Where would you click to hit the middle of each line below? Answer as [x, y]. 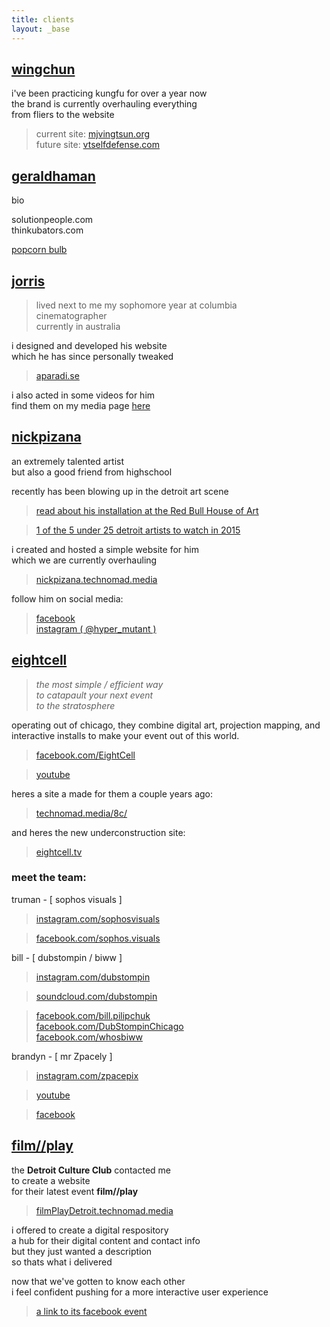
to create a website [51, 1180]
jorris [28, 281]
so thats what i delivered [62, 1262]
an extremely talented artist [68, 461]
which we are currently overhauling [84, 560]
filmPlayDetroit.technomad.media [104, 1210]
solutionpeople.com [52, 220]
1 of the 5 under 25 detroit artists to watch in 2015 [138, 530]
